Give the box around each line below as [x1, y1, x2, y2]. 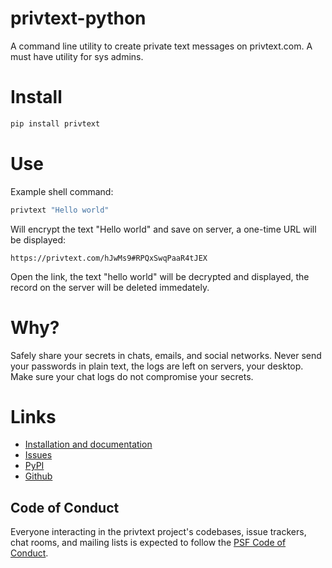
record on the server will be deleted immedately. [10, 281, 210, 293]
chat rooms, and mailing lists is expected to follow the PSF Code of [10, 537, 287, 549]
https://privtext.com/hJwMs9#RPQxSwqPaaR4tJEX [10, 253, 208, 263]
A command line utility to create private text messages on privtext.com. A [10, 40, 313, 52]
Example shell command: [10, 185, 114, 197]
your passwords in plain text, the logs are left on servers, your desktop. [10, 360, 304, 372]
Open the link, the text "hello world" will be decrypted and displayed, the [10, 270, 310, 282]
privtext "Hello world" [10, 205, 110, 215]
